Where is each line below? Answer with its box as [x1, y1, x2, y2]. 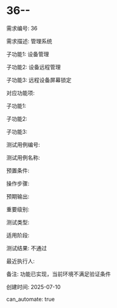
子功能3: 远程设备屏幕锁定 [6, 76, 72, 83]
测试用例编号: [6, 141, 41, 148]
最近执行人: [6, 257, 35, 265]
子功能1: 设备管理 [6, 50, 49, 58]
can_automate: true [6, 295, 55, 303]
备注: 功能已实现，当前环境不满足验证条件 [6, 270, 111, 278]
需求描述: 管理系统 [6, 37, 52, 44]
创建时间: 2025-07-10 [6, 283, 61, 290]
